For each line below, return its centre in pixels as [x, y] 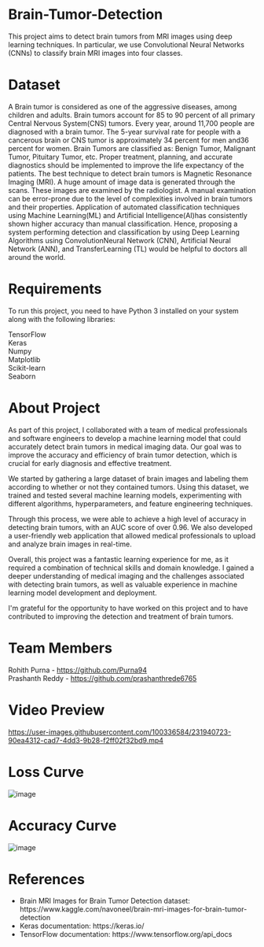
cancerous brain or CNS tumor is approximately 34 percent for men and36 [129, 140]
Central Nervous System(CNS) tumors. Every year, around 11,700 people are [132, 123]
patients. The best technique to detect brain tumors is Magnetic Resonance [130, 173]
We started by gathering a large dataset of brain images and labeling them [128, 479]
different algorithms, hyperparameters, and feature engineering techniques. [130, 503]
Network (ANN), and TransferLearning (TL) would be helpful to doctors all [128, 249]
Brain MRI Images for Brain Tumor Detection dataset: [104, 901]
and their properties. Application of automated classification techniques [124, 207]
